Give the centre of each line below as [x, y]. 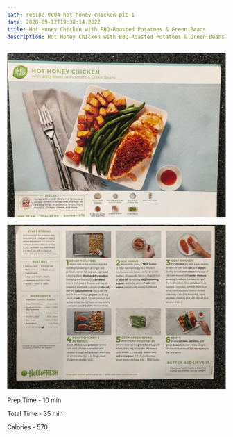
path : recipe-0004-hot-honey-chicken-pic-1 [71, 15]
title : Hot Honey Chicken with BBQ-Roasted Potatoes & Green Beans [107, 29]
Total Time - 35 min [35, 414]
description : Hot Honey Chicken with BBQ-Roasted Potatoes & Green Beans [116, 37]
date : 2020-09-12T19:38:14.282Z [54, 22]
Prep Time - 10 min [34, 400]
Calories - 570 [28, 427]
